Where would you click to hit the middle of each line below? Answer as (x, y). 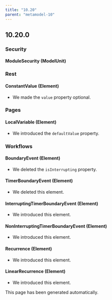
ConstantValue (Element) (32, 86)
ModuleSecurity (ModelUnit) (36, 61)
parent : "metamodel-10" (30, 15)
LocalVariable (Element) (31, 122)
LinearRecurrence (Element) (35, 271)
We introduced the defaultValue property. (56, 133)
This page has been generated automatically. (52, 292)
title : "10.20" (21, 10)
